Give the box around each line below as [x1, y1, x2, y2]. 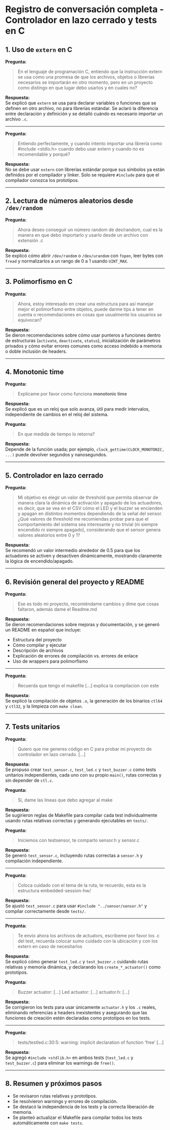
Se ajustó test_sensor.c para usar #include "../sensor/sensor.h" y [5, 902, 147, 908]
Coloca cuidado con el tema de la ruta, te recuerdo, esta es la [17, 882, 146, 888]
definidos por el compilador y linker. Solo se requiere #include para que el [5, 172, 159, 178]
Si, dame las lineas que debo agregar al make [17, 797, 113, 803]
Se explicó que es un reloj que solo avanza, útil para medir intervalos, [5, 406, 150, 412]
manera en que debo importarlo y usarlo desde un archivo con [17, 232, 148, 238]
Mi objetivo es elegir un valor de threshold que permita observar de [17, 494, 158, 500]
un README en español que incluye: [5, 627, 81, 633]
